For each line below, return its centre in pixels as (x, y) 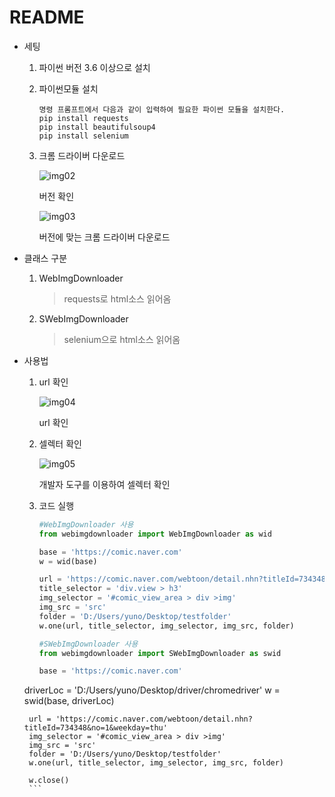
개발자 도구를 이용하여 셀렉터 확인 (104, 484)
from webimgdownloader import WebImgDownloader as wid (155, 534)
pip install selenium (83, 136)
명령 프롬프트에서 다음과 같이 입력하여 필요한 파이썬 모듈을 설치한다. (162, 109)
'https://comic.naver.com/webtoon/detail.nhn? (154, 719)
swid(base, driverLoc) (69, 701)
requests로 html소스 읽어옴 (117, 298)
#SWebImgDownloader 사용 (88, 644)
